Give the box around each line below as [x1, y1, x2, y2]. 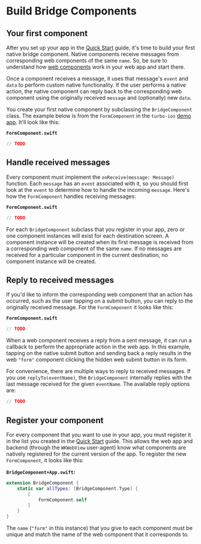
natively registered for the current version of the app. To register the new [6, 450, 187, 457]
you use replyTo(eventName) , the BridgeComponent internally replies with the [6, 374, 192, 382]
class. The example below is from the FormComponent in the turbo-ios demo [6, 113, 191, 119]
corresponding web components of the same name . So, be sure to [6, 57, 167, 64]
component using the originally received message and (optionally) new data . [6, 94, 192, 101]
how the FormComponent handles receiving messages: [6, 193, 136, 200]
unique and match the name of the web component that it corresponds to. [6, 531, 189, 538]
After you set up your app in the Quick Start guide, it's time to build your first [6, 44, 195, 51]
